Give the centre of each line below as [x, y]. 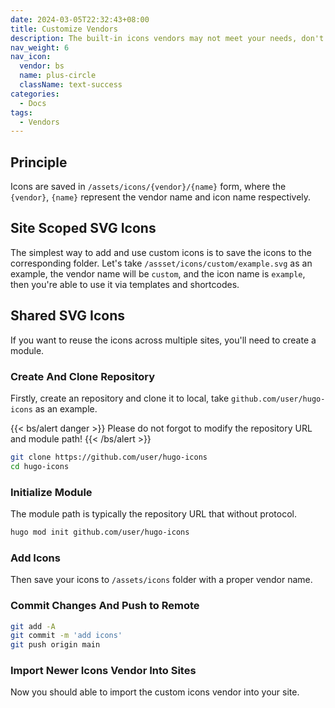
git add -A [33, 626]
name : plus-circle [58, 76]
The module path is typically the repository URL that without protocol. [153, 514]
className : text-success [71, 85]
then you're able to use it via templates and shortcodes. [125, 284]
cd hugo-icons [40, 466]
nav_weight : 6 [40, 47]
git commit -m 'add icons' [66, 636]
